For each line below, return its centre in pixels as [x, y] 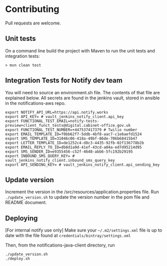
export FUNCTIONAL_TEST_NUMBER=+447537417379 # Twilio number [71, 130]
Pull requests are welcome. [33, 23]
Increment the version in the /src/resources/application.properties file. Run [82, 192]
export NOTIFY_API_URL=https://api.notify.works [57, 112]
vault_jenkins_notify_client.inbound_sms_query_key [60, 160]
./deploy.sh [17, 259]
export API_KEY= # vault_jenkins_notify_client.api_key [64, 117]
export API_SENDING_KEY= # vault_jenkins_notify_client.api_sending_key [82, 165]
